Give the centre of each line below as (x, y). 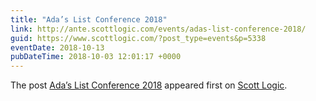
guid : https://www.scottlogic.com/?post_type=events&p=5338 (138, 38)
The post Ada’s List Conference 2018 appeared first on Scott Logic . (149, 85)
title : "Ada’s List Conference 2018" (89, 19)
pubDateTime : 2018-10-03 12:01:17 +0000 (96, 57)
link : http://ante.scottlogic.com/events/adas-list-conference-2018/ (158, 29)
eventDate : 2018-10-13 (57, 47)
